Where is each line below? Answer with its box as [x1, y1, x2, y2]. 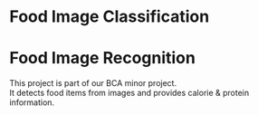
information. [9, 97, 55, 108]
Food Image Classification [9, 6, 210, 27]
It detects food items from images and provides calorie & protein [9, 88, 250, 99]
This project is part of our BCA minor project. [9, 78, 177, 89]
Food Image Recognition [9, 48, 196, 69]
